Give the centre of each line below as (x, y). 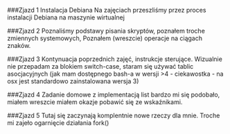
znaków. (19, 45)
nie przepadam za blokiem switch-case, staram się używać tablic (100, 66)
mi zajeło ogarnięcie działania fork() (58, 123)
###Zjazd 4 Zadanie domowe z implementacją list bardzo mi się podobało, (114, 94)
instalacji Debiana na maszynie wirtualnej (66, 17)
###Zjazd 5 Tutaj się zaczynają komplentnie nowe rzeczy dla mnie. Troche (114, 115)
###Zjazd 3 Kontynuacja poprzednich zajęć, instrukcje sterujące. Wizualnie (115, 59)
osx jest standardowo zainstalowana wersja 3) (73, 81)
